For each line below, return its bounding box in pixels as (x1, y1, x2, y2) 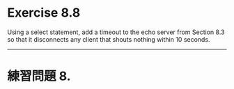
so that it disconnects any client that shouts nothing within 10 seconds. (7, 35, 210, 43)
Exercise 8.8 (7, 5, 81, 21)
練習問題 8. (7, 68, 71, 84)
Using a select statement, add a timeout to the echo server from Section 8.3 (7, 28, 225, 36)
